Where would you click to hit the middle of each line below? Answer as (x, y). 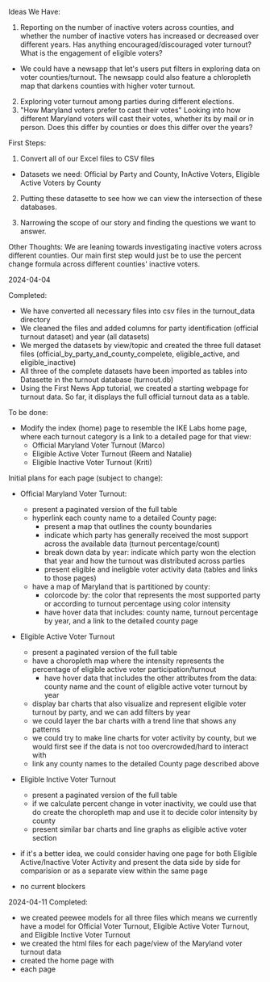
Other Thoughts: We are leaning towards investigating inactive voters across (135, 247)
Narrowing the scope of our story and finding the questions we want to (138, 222)
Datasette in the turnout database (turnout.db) (97, 380)
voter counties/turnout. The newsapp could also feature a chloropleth (135, 77)
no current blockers (53, 886)
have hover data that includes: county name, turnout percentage (151, 612)
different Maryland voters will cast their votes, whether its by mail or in (137, 119)
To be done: (28, 412)
